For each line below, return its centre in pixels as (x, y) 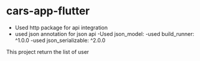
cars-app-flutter (48, 11)
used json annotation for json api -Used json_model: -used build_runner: (105, 33)
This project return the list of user (48, 51)
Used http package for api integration (61, 28)
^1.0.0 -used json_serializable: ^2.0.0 (60, 40)
